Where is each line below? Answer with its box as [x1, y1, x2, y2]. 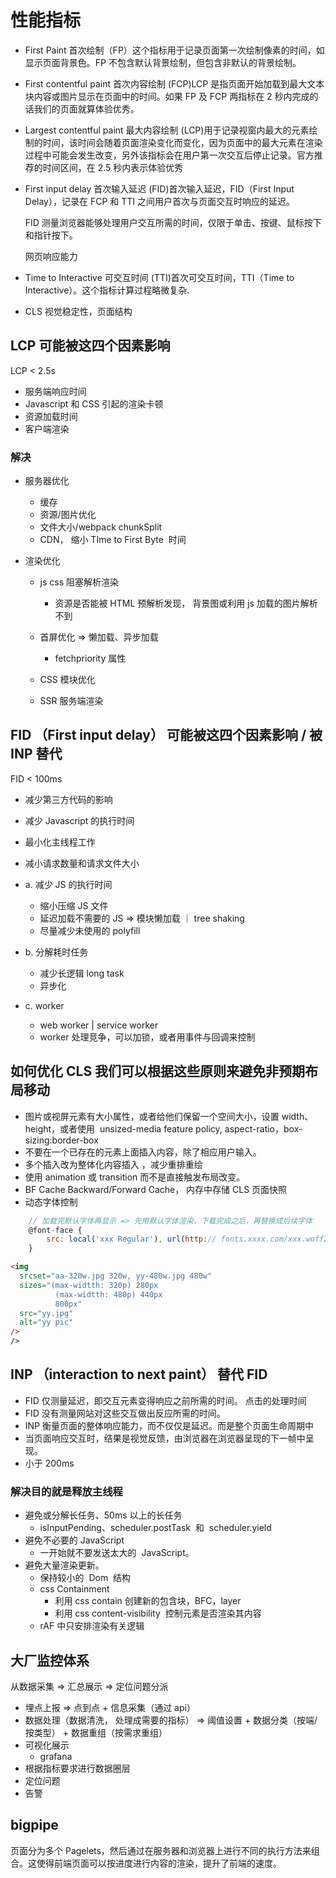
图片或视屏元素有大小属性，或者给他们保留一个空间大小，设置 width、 [24, 1110, 314, 1122]
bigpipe [10, 1817, 59, 1834]
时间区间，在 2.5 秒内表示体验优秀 [42, 161, 184, 173]
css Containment [39, 1583, 110, 1595]
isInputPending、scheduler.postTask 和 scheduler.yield [39, 1522, 272, 1534]
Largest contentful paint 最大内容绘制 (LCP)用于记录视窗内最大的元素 [24, 124, 310, 136]
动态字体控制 [24, 1196, 78, 1208]
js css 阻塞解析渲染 [39, 576, 120, 588]
